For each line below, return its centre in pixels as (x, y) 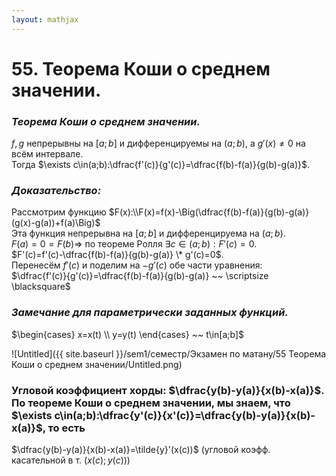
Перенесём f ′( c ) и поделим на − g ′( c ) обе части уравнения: (137, 265)
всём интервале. (47, 154)
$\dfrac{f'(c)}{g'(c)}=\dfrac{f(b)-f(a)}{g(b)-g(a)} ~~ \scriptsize (140, 276)
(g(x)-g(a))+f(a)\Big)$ (56, 223)
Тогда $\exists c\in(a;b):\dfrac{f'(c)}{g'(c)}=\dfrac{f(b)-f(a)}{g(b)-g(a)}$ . (161, 165)
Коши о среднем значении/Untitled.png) (97, 364)
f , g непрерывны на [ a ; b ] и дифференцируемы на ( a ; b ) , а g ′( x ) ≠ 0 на (158, 143)
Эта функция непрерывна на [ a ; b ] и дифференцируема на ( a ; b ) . (148, 233)
